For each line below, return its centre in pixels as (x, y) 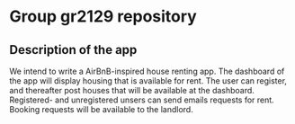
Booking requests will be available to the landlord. (101, 109)
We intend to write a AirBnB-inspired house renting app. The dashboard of (147, 71)
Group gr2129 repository (103, 17)
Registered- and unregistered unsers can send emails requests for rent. (142, 100)
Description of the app (73, 50)
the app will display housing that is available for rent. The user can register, (148, 81)
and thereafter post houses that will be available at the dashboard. (132, 90)
